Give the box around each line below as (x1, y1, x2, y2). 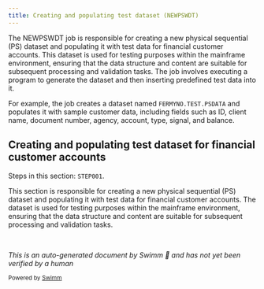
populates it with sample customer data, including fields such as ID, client (8, 107, 247, 117)
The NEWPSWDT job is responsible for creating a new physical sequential (8, 33, 248, 43)
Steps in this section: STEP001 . (8, 171, 105, 181)
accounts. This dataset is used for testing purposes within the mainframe (8, 50, 246, 59)
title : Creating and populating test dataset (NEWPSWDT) (8, 11, 199, 20)
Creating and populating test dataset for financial (8, 139, 256, 152)
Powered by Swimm (8, 274, 62, 282)
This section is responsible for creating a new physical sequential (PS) (8, 187, 236, 196)
